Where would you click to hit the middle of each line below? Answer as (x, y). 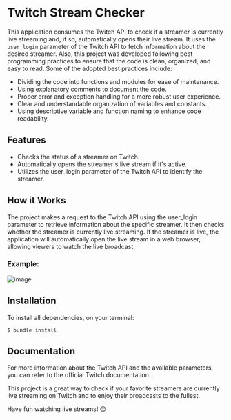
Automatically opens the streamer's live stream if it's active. (102, 164)
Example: (23, 264)
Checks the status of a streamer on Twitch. (78, 157)
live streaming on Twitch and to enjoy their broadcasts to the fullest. (104, 396)
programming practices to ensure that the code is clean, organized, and (109, 61)
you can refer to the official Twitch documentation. (79, 375)
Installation (32, 301)
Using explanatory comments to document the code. (92, 89)
